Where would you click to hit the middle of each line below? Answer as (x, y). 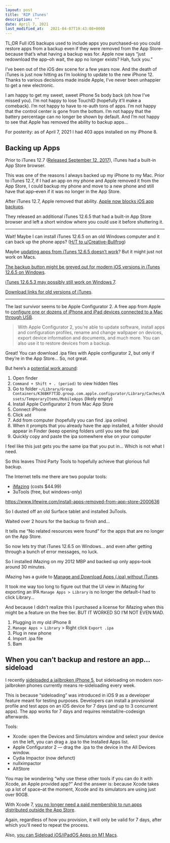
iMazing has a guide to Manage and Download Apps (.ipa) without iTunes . (82, 576)
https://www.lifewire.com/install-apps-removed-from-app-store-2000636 (82, 501)
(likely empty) (98, 398)
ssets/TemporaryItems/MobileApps (48, 399)
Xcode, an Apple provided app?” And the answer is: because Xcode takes (82, 784)
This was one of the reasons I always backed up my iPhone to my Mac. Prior (85, 175)
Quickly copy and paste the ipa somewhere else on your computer (82, 436)
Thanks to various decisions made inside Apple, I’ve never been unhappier (83, 80)
